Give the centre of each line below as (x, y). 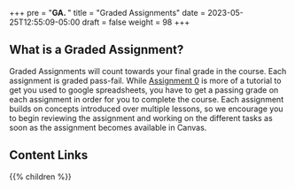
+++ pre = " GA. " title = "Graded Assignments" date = (108, 13)
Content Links (49, 155)
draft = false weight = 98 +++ (136, 22)
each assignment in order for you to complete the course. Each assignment (147, 99)
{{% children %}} (41, 177)
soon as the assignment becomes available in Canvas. (108, 127)
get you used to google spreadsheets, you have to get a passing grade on (144, 90)
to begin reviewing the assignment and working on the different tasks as (141, 117)
